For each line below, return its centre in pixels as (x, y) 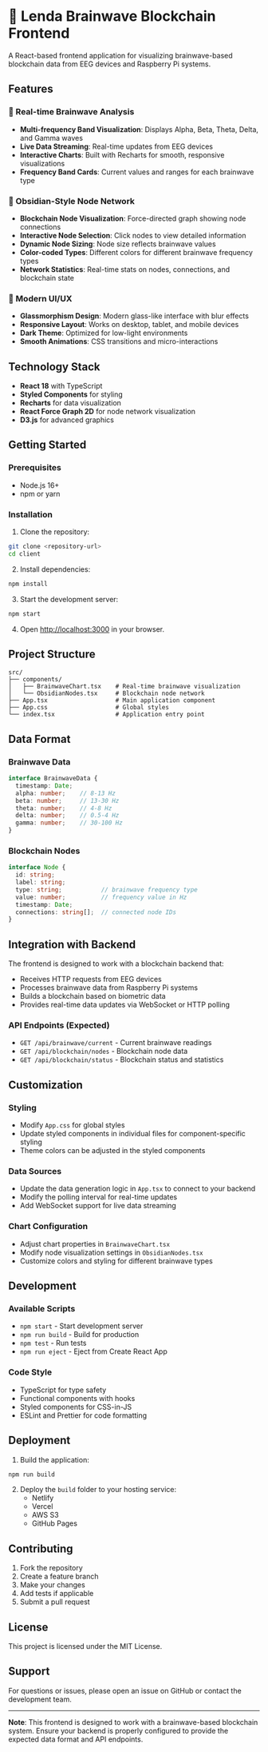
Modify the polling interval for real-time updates (99, 1197)
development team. (40, 1699)
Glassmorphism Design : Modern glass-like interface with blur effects (134, 316)
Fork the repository (51, 1568)
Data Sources (35, 1171)
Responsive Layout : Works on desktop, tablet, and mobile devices (129, 325)
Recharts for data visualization (71, 403)
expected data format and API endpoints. (76, 1739)
